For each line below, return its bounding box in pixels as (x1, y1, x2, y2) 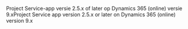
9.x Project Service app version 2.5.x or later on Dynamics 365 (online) (6, 11, 176, 18)
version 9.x (6, 17, 33, 24)
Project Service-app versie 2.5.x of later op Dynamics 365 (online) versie (6, 5, 183, 12)
